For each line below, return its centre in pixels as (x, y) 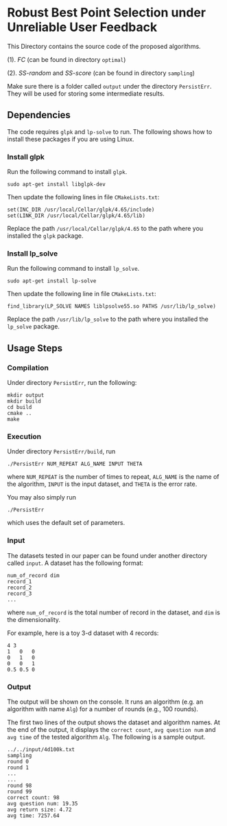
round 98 (20, 785)
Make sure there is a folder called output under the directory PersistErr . (109, 86)
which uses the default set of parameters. (66, 523)
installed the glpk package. (45, 236)
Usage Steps (35, 348)
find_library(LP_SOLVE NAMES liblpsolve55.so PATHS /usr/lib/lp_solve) (111, 306)
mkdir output (26, 395)
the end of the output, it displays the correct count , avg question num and (111, 729)
